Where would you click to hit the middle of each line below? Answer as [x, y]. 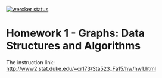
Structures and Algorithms [74, 46]
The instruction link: [30, 62]
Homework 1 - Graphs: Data [75, 33]
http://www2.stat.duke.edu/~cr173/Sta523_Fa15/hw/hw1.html [81, 68]
